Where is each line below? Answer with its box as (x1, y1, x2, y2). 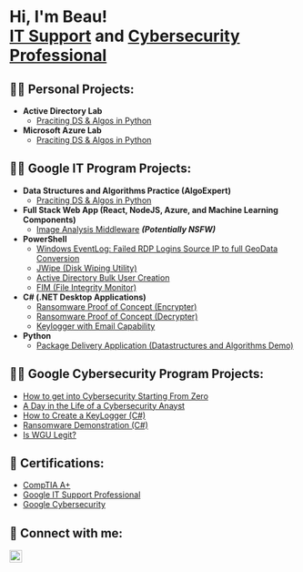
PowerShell (22, 233, 67, 244)
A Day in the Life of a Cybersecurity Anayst (22, 400, 185, 411)
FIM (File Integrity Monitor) (35, 281, 137, 292)
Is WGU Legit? (22, 429, 77, 440)
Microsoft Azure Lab (22, 125, 102, 136)
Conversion (35, 252, 80, 263)
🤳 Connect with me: (9, 526, 123, 541)
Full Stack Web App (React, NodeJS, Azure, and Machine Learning (22, 204, 279, 215)
